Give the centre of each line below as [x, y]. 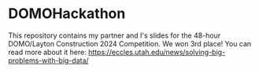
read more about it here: [47, 52]
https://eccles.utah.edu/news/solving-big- [157, 52]
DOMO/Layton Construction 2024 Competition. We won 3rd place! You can [130, 43]
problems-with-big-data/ [48, 60]
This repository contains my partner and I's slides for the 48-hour [115, 35]
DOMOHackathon [67, 14]
